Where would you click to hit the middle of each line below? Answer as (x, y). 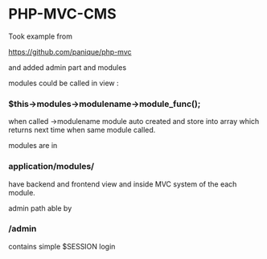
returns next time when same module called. (82, 130)
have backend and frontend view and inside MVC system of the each (123, 184)
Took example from (40, 36)
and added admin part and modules (68, 67)
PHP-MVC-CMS (62, 14)
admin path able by (40, 208)
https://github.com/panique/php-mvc (70, 51)
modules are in (33, 146)
